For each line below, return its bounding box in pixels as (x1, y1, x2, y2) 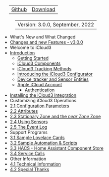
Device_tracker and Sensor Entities (17, 76, 89, 82)
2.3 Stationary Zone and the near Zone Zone (9, 114, 101, 119)
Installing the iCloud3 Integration (9, 92, 77, 98)
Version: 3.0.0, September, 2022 (17, 21, 94, 28)
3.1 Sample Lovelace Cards (9, 135, 65, 141)
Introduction (9, 50, 35, 56)
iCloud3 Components (17, 60, 61, 66)
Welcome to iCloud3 (9, 44, 52, 50)
